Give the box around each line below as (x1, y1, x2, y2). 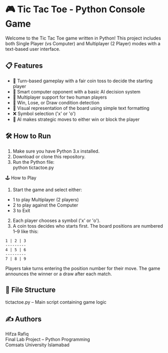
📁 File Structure (5, 285, 56, 294)
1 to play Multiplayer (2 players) (12, 196, 79, 202)
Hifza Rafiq (5, 331, 29, 337)
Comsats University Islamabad (5, 342, 70, 348)
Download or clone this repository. (12, 153, 86, 159)
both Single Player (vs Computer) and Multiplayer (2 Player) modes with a (5, 40, 160, 46)
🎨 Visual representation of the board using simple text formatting (12, 105, 150, 111)
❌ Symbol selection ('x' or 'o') (12, 110, 76, 117)
